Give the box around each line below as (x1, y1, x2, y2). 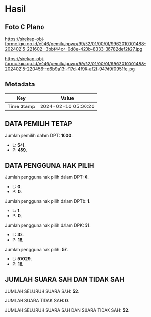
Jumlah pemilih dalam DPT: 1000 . (5, 132, 73, 138)
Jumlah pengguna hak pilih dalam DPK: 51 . (5, 222, 91, 228)
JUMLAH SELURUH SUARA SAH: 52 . (5, 288, 80, 294)
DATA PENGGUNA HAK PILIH (5, 161, 94, 169)
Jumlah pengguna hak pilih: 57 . (5, 247, 68, 253)
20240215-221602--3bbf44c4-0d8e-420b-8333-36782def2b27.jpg (5, 46, 143, 52)
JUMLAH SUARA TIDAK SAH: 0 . (5, 298, 70, 304)
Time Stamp (7, 103, 36, 109)
